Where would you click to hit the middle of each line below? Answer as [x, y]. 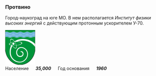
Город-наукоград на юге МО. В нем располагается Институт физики [78, 18]
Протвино [18, 7]
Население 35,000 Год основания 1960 [56, 68]
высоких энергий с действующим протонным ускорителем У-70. [75, 23]
